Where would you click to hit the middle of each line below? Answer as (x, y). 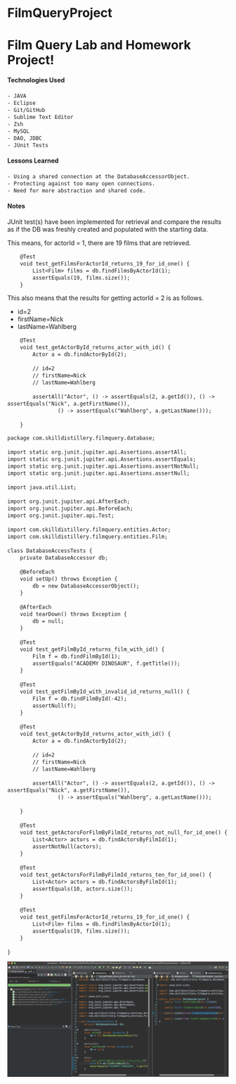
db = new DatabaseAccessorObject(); (86, 586)
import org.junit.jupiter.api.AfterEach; (69, 501)
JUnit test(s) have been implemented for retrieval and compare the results (114, 222)
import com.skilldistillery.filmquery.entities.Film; (88, 537)
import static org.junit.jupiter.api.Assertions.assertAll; (97, 452)
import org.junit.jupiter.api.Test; (61, 516)
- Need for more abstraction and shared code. (77, 191)
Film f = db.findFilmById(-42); (80, 699)
